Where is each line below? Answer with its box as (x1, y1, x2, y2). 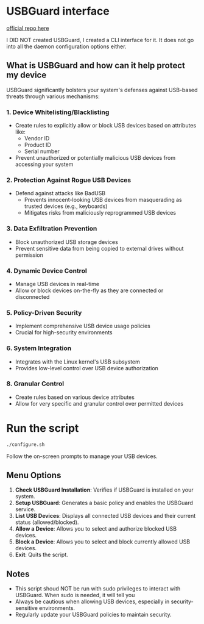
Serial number (24, 148, 60, 155)
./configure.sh (6, 441, 45, 448)
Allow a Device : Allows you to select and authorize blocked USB (15, 525, 177, 533)
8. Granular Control (6, 379, 65, 388)
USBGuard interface (6, 4, 110, 18)
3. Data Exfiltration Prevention (6, 224, 97, 233)
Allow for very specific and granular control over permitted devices (15, 400, 184, 407)
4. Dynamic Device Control (6, 267, 87, 275)
